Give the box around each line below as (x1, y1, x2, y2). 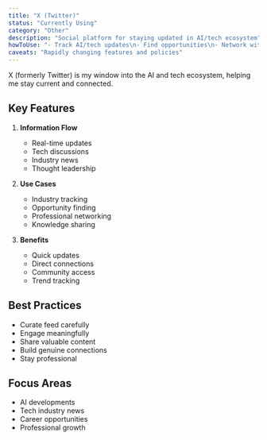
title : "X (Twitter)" (8, 11, 80, 20)
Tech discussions (31, 146, 89, 156)
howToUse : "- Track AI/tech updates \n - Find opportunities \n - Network (8, 41, 247, 49)
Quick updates (31, 250, 79, 260)
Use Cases (19, 179, 57, 188)
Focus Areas (8, 376, 72, 390)
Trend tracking (31, 276, 80, 285)
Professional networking (31, 211, 112, 221)
